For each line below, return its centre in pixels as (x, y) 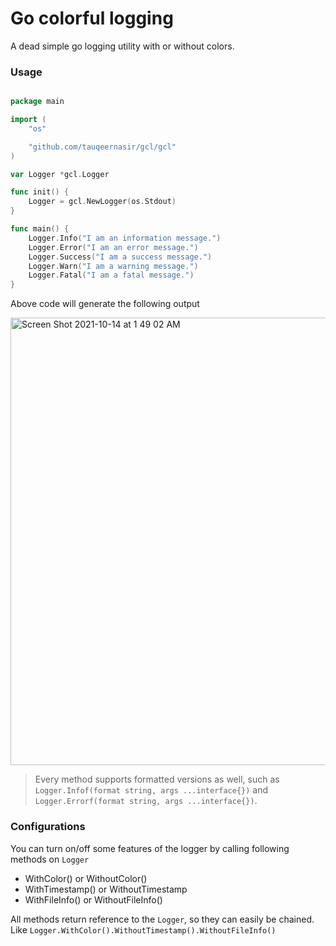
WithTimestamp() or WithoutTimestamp (106, 889)
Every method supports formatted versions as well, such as (157, 779)
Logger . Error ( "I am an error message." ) (113, 247)
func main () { (40, 229)
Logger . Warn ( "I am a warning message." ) (113, 266)
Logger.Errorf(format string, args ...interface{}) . (146, 801)
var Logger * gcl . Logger (60, 174)
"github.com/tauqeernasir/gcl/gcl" (102, 147)
